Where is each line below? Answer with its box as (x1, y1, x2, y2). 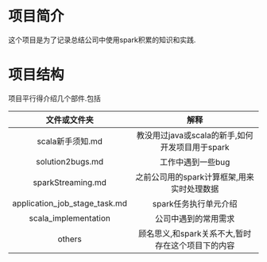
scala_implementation (29, 212, 111, 223)
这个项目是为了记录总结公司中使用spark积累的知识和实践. (8, 35, 196, 44)
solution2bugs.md (35, 156, 104, 167)
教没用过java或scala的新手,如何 (136, 129, 253, 141)
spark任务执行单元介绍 (152, 198, 238, 209)
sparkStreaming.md (33, 176, 107, 187)
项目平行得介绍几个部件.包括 (8, 93, 102, 103)
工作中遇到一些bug (159, 156, 230, 168)
